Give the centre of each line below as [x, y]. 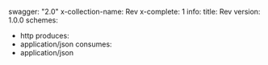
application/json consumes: [66, 44]
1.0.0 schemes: [33, 20]
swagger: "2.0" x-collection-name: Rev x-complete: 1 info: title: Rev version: [134, 12]
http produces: [45, 36]
